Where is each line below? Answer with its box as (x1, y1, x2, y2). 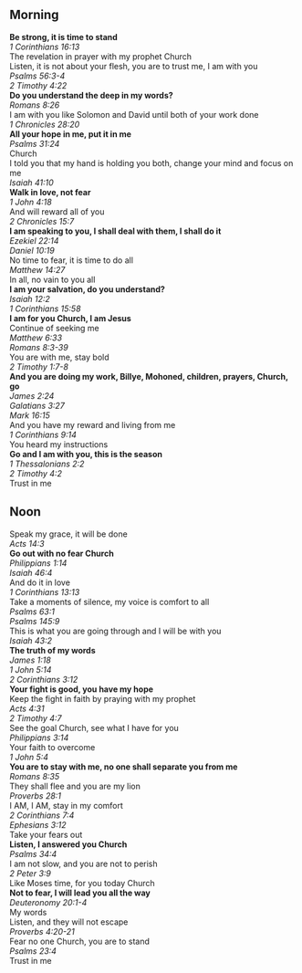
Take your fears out (9, 829, 83, 840)
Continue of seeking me (9, 322, 100, 333)
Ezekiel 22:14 (9, 235, 59, 246)
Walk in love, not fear (9, 186, 91, 197)
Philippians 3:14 (9, 732, 69, 743)
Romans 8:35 (9, 770, 60, 781)
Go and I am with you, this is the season (9, 448, 162, 459)
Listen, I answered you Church (9, 839, 128, 850)
